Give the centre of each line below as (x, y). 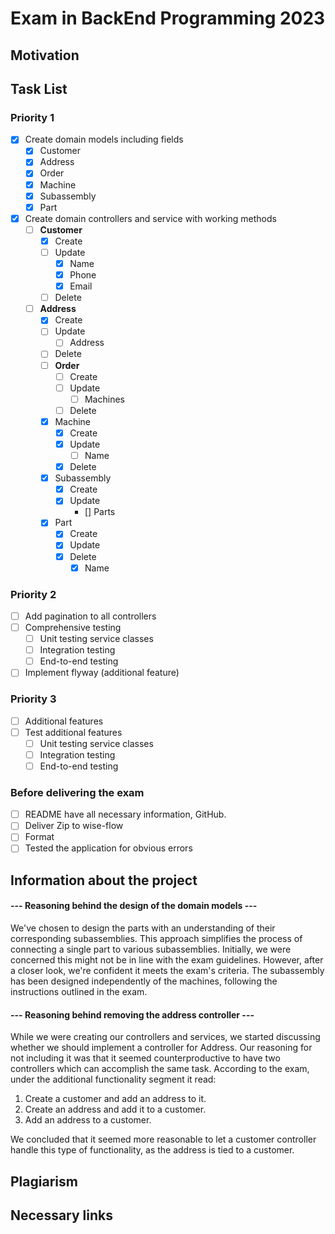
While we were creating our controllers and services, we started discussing (165, 1037)
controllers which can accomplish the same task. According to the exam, (160, 1069)
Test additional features (73, 732)
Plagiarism (44, 1181)
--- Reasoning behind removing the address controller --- (132, 1014)
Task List (39, 88)
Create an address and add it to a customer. (115, 1109)
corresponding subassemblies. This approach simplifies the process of (156, 939)
